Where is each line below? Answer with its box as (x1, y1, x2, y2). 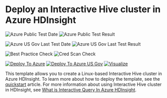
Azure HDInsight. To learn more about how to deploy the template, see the (5, 76, 160, 82)
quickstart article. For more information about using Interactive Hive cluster (5, 81, 162, 87)
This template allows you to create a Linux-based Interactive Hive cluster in (5, 70, 162, 77)
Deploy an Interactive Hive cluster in (5, 4, 161, 15)
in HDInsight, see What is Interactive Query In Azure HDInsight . (5, 86, 137, 92)
